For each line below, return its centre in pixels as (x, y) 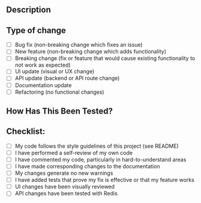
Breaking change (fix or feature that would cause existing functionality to (105, 58)
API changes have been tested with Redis (66, 193)
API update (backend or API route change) (67, 78)
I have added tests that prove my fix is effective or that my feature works (105, 180)
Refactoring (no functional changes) (59, 92)
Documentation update (43, 85)
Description (28, 10)
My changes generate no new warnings (64, 173)
